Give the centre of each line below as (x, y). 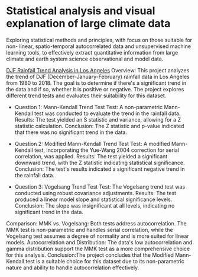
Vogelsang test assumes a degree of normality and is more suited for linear (98, 236)
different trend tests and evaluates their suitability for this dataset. (86, 95)
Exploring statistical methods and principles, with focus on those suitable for (99, 40)
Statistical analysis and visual (81, 11)
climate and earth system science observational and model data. (85, 59)
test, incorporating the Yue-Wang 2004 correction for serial (107, 150)
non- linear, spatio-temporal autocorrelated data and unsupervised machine (98, 46)
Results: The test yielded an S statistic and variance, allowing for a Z (98, 119)
